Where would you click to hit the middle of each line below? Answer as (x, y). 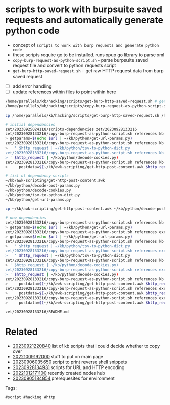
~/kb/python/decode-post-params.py (43, 186)
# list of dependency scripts (37, 176)
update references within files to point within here (64, 92)
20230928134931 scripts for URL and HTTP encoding (69, 367)
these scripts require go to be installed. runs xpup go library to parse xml (89, 55)
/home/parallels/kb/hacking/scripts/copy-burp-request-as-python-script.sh (87, 106)
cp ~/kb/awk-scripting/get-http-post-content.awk (59, 209)
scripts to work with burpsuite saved (84, 9)
